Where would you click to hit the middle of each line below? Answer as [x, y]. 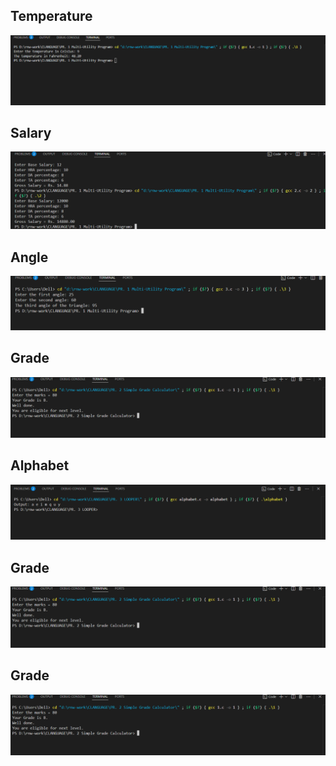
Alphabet [40, 465]
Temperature [51, 16]
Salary [31, 132]
